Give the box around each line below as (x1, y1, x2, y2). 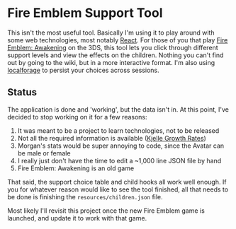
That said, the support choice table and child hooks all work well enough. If (7, 177, 227, 186)
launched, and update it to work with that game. (7, 213, 147, 222)
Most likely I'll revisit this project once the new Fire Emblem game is (7, 206, 206, 215)
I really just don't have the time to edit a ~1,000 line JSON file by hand (17, 156, 222, 165)
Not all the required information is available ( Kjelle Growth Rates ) (17, 134, 207, 142)
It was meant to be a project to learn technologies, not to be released (17, 126, 220, 135)
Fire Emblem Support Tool (7, 5, 163, 21)
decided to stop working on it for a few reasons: (7, 112, 147, 121)
